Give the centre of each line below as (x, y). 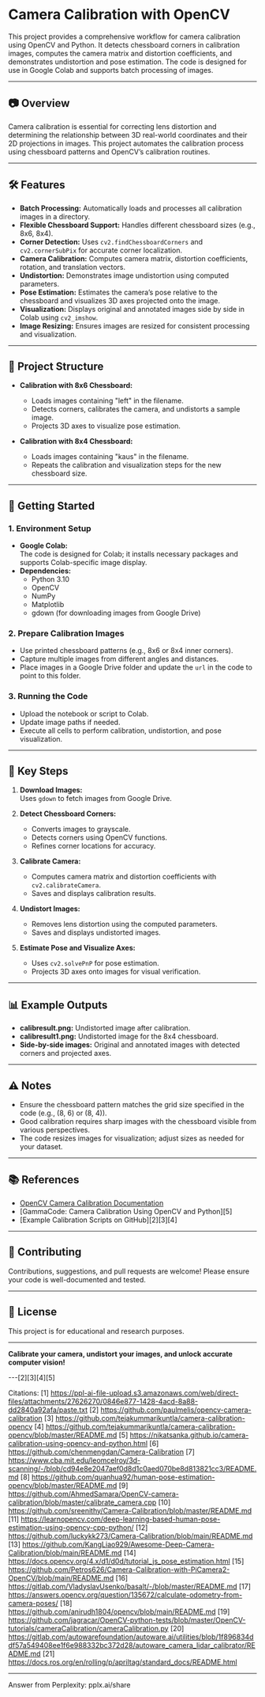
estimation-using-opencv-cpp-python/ (71, 1527)
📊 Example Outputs (58, 1005)
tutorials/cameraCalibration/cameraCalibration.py (88, 1628)
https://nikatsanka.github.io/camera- (189, 1435)
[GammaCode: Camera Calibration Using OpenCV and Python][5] (126, 1211)
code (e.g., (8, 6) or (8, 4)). (63, 1113)
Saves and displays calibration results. (93, 894)
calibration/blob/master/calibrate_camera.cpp (82, 1502)
